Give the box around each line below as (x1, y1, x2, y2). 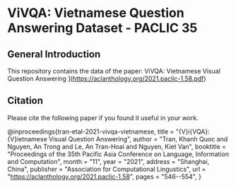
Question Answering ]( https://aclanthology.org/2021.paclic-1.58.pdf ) (7, 74, 206, 83)
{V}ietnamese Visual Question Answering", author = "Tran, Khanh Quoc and (7, 134, 228, 143)
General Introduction (7, 48, 101, 60)
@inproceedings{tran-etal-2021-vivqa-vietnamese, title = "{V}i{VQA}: (7, 127, 210, 136)
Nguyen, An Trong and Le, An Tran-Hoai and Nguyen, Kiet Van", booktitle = (7, 142, 227, 151)
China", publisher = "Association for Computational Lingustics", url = (7, 165, 206, 173)
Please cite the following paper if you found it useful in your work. (7, 113, 199, 122)
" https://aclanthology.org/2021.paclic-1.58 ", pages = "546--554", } (7, 172, 201, 181)
